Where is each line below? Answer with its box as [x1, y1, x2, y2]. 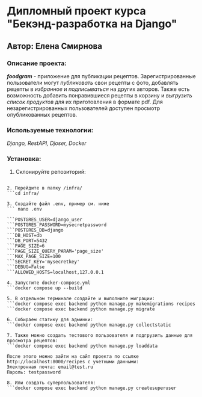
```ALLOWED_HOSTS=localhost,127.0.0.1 [7, 269, 104, 275]
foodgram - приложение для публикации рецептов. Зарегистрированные [7, 72, 196, 79]
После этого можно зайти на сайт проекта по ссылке [7, 354, 139, 360]
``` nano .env [7, 206, 43, 212]
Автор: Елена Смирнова [7, 41, 103, 51]
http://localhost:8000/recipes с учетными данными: [7, 359, 139, 365]
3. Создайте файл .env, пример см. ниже [7, 201, 110, 207]
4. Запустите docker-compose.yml [7, 280, 91, 286]
